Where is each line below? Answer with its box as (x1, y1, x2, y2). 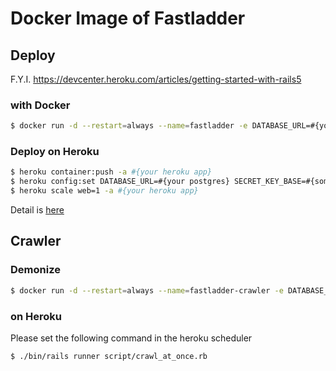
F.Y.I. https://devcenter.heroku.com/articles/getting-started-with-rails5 (10, 73, 302, 85)
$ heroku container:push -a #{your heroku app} (10, 167, 213, 177)
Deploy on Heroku (10, 145, 100, 159)
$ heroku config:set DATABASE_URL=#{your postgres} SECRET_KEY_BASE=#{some (10, 177, 333, 187)
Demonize (10, 263, 61, 277)
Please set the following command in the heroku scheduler (10, 332, 253, 344)
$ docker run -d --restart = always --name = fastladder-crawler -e (10, 285, 284, 296)
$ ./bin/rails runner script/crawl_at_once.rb (10, 351, 208, 361)
